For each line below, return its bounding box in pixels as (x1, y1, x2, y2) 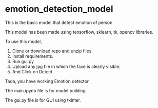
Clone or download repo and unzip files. (12, 48, 93, 54)
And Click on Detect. (12, 68, 54, 74)
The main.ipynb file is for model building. (5, 87, 87, 93)
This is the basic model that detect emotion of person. (5, 20, 114, 25)
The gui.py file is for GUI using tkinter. (5, 97, 81, 103)
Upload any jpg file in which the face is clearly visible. (12, 64, 120, 69)
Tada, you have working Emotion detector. (5, 78, 90, 84)
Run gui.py (12, 58, 34, 64)
